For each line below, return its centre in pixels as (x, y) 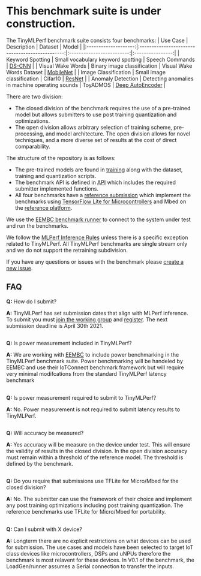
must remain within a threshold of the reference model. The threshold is (95, 457)
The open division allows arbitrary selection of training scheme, (94, 127)
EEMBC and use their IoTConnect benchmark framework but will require (95, 367)
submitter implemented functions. (57, 189)
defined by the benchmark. (40, 463)
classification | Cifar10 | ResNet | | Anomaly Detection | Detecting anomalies (100, 79)
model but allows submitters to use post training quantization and (96, 114)
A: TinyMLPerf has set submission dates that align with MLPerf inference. (97, 313)
